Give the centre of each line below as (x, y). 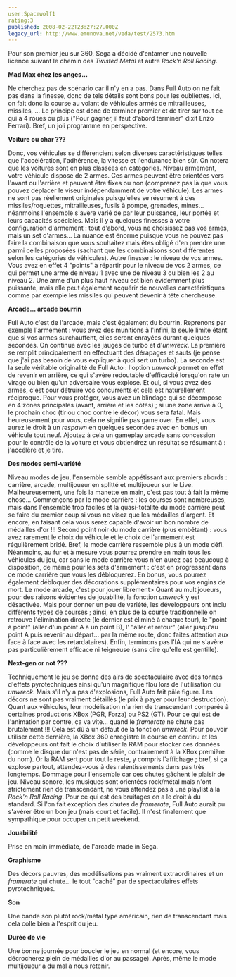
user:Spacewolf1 (32, 14)
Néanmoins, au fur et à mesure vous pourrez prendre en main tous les (110, 552)
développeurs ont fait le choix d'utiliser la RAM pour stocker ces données (114, 744)
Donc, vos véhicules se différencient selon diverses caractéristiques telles (116, 153)
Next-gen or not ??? (38, 663)
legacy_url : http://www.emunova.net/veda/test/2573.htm (91, 33)
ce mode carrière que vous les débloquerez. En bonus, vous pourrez (107, 574)
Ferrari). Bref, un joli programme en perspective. (78, 126)
